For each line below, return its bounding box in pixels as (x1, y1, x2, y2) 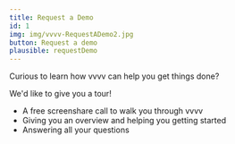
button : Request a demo (9, 38, 98, 47)
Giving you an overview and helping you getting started (21, 115, 226, 126)
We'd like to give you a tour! (9, 89, 112, 99)
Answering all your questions (21, 124, 130, 135)
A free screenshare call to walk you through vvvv (21, 106, 204, 116)
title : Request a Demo (9, 13, 94, 22)
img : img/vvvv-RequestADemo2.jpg (9, 30, 134, 38)
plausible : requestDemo (9, 47, 98, 55)
